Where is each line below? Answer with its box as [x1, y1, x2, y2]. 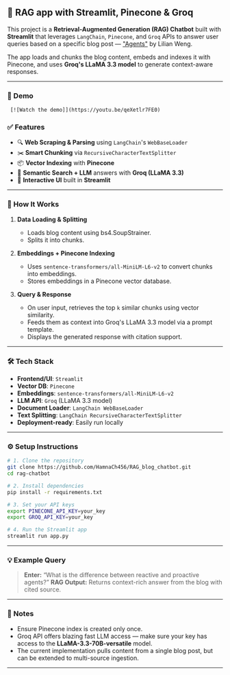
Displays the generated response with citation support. [27, 332, 183, 341]
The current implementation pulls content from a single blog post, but [16, 646, 214, 654]
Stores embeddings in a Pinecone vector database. [27, 277, 172, 285]
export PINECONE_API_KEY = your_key [7, 508, 106, 515]
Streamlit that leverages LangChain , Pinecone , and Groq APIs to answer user [7, 32, 219, 40]
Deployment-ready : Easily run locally [16, 419, 123, 426]
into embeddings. [27, 269, 77, 278]
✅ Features [7, 123, 45, 132]
